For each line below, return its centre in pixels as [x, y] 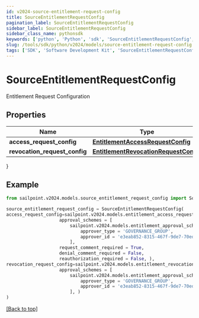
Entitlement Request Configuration [48, 96]
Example [23, 185]
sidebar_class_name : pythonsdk [45, 34]
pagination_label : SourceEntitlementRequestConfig [70, 23]
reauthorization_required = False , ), [107, 259]
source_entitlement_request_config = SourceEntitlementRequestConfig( [95, 209]
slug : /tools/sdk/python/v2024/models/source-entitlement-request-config [99, 45]
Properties [26, 115]
